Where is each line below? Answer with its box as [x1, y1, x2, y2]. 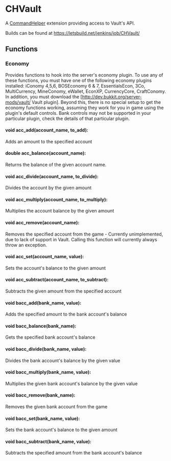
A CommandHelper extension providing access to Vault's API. [5, 20, 135, 26]
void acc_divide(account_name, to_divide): [5, 173, 99, 179]
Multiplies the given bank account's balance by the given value [5, 380, 138, 387]
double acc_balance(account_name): [5, 150, 86, 156]
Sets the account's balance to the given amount [5, 265, 106, 271]
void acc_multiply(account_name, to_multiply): [5, 196, 108, 202]
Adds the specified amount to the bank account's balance [5, 311, 127, 318]
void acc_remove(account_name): [5, 220, 80, 226]
